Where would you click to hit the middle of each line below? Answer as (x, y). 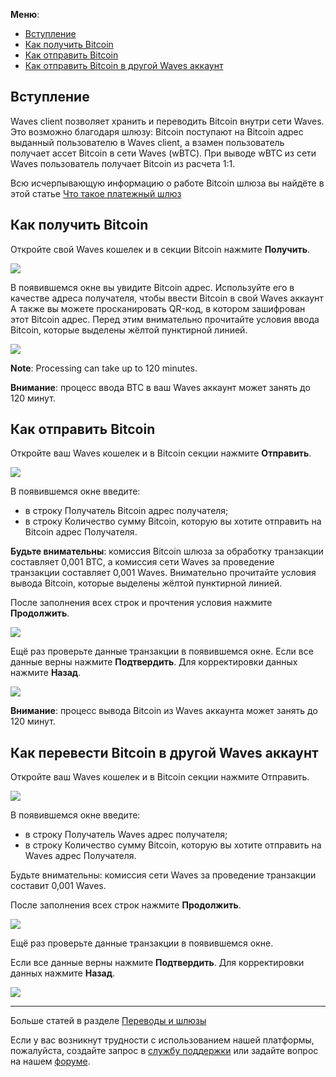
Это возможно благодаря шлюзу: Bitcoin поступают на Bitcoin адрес (157, 131)
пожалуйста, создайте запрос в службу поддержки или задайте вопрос (164, 1051)
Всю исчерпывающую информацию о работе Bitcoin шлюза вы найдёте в (167, 183)
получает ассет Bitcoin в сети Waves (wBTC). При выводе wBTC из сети (163, 153)
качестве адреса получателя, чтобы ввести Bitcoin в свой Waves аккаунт (167, 298)
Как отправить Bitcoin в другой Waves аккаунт (124, 65)
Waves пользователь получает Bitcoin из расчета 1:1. (123, 163)
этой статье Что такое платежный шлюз (96, 193)
